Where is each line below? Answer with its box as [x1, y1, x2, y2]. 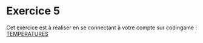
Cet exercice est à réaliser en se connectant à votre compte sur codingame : [6, 24, 198, 31]
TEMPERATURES [6, 30, 48, 37]
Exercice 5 [6, 4, 61, 18]
